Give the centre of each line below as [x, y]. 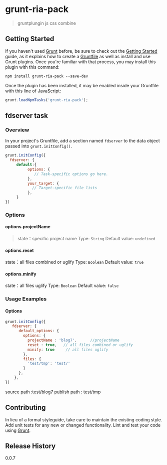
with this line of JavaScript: [33, 91]
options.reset [19, 250]
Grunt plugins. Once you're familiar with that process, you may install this [80, 62]
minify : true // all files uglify [68, 350]
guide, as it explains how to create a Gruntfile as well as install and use [78, 56]
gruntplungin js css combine [46, 23]
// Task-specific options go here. [71, 174]
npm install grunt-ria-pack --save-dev [47, 76]
